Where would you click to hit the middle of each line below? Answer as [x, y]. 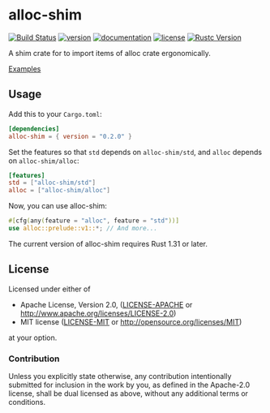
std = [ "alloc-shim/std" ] [52, 183]
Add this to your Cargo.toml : [56, 114]
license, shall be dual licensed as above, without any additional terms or [129, 393]
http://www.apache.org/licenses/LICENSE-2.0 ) [98, 313]
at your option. [33, 338]
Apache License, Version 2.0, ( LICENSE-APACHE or [106, 304]
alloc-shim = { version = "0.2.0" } [70, 136]
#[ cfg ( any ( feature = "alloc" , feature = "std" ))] [94, 221]
